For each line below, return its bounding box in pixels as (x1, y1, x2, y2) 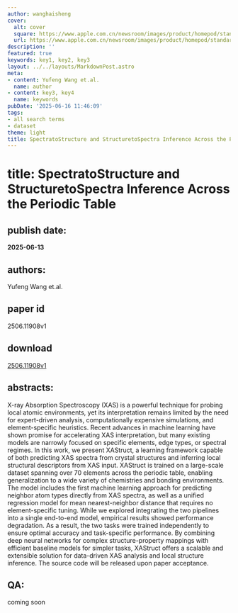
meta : (7, 69, 23, 77)
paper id (7, 303, 45, 315)
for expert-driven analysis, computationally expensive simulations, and (7, 415, 214, 424)
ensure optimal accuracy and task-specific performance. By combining (7, 529, 215, 537)
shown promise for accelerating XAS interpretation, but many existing (7, 430, 210, 439)
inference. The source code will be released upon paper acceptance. (7, 558, 209, 567)
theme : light (7, 129, 46, 136)
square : (13, 30, 37, 38)
